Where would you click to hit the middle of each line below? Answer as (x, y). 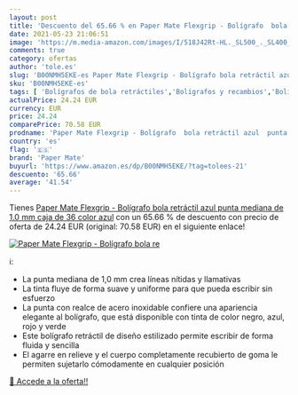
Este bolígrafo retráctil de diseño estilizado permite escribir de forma (147, 336)
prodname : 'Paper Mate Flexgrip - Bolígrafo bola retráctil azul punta (149, 133)
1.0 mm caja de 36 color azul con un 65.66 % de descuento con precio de (144, 217)
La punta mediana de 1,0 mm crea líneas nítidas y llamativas (131, 280)
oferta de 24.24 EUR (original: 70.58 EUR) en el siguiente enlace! (127, 226)
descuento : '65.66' (45, 174)
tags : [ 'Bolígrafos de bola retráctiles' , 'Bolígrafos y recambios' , (141, 91)
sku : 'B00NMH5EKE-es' (49, 83)
